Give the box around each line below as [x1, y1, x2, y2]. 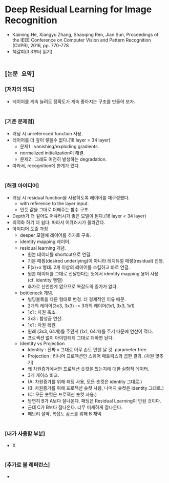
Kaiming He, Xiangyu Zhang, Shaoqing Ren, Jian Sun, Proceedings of [12, 31, 159, 37]
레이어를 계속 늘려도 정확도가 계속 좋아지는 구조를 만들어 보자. [12, 98, 136, 105]
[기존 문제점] [5, 118, 34, 125]
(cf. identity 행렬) [27, 277, 63, 283]
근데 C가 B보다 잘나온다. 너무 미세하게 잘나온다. [27, 404, 123, 411]
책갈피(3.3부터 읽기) [12, 48, 53, 54]
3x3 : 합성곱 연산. [27, 315, 63, 321]
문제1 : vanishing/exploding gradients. [19, 143, 99, 149]
